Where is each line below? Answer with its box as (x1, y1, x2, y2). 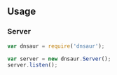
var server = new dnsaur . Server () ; (7, 55, 111, 62)
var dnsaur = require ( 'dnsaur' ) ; (7, 42, 105, 50)
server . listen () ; (7, 62, 58, 69)
